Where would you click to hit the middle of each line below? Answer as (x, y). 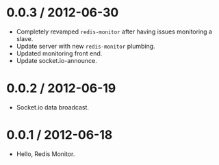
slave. (25, 38)
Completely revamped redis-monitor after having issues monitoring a (114, 31)
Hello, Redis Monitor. (46, 154)
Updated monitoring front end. (59, 53)
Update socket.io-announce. (56, 60)
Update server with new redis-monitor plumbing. (86, 46)
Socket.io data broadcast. (53, 107)
